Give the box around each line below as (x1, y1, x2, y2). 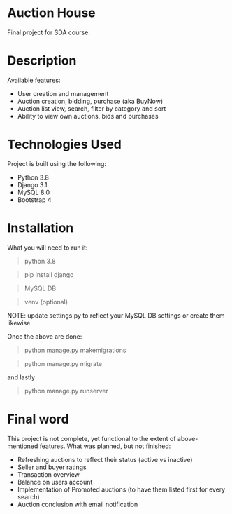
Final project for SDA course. (7, 28, 91, 36)
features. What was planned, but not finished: (39, 442, 171, 450)
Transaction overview (17, 470, 80, 478)
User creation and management (17, 89, 109, 97)
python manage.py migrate (24, 359, 103, 367)
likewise (7, 318, 31, 327)
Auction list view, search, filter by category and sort (17, 104, 166, 113)
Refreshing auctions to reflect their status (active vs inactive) (17, 455, 194, 464)
